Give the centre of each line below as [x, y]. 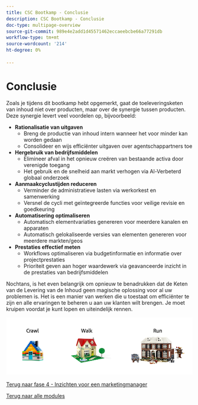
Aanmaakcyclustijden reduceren [56, 183]
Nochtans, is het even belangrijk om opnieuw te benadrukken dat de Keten [97, 284]
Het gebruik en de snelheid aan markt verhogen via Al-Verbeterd [102, 171]
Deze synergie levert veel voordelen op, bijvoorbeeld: [71, 115]
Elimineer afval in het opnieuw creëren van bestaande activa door [103, 159]
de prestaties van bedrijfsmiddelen [66, 272]
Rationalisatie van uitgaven [49, 127]
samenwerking [42, 197]
